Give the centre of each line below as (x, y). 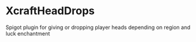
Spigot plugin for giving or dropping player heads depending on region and (98, 27)
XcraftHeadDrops (50, 11)
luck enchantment (28, 33)
